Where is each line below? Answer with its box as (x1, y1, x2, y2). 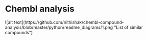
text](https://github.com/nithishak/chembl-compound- (14, 19, 124, 25)
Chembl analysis (5, 3, 74, 14)
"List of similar (114, 24, 143, 30)
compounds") (5, 29, 33, 35)
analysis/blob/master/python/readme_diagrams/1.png (5, 24, 113, 30)
